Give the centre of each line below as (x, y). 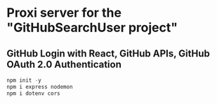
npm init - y (24, 80)
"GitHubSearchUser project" (92, 28)
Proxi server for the (64, 13)
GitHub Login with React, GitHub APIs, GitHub (108, 53)
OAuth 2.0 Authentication (64, 64)
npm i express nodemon (40, 87)
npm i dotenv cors (33, 93)
